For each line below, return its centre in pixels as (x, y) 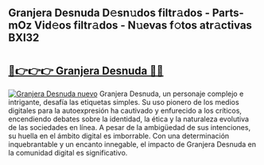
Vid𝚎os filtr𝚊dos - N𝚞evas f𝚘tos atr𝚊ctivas (144, 26)
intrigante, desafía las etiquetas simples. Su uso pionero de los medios (124, 102)
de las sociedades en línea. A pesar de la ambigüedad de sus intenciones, (130, 127)
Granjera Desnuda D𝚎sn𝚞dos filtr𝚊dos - (109, 13)
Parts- (228, 13)
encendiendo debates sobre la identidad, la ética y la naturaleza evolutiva (128, 119)
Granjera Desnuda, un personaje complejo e (171, 94)
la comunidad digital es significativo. (68, 153)
